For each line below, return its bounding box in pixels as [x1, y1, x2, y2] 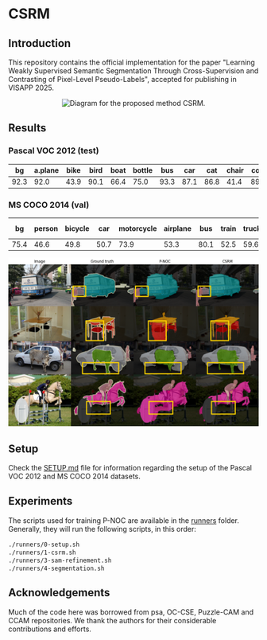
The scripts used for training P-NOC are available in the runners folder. [8, 515, 240, 525]
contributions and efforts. [8, 624, 91, 634]
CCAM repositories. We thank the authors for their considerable [8, 615, 217, 625]
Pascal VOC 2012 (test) [8, 145, 99, 156]
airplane [164, 224, 192, 233]
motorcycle [118, 224, 157, 233]
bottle [132, 166, 153, 175]
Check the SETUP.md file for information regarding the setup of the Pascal [8, 462, 253, 472]
